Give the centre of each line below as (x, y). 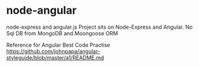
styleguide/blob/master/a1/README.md (55, 57)
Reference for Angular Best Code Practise (58, 45)
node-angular (42, 10)
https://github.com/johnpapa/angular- (53, 51)
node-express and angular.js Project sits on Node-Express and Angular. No (99, 27)
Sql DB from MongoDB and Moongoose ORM (62, 33)
